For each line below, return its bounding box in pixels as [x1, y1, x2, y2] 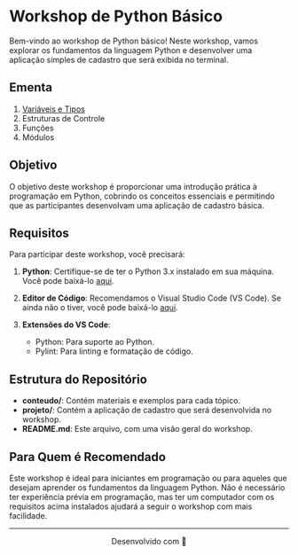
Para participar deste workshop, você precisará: [9, 249, 185, 260]
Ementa [9, 80, 53, 95]
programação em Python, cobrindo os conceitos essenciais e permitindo [9, 191, 275, 201]
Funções [21, 122, 55, 133]
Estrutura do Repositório [9, 371, 148, 387]
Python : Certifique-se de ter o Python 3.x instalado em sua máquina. [21, 266, 275, 277]
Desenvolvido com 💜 [111, 536, 187, 546]
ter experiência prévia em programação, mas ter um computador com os [9, 492, 275, 502]
